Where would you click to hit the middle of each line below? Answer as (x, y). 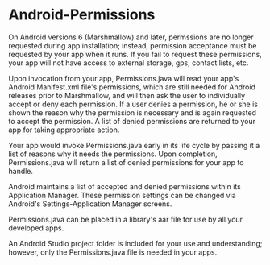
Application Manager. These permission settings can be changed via (122, 195)
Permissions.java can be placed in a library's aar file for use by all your (126, 219)
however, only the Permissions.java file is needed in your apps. (113, 252)
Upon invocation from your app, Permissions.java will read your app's (124, 78)
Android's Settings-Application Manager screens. (90, 204)
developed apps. (36, 228)
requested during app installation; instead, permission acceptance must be (133, 45)
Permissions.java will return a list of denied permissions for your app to (126, 162)
